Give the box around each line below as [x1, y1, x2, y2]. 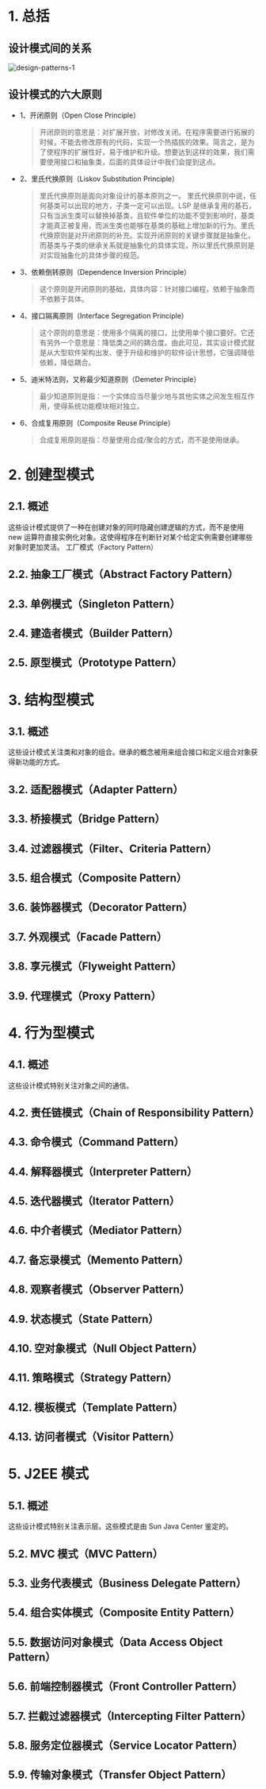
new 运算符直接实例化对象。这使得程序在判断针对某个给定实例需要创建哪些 [8, 532, 253, 542]
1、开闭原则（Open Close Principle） [19, 110, 141, 120]
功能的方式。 [21, 758, 64, 767]
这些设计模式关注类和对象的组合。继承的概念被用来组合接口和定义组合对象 [8, 747, 251, 757]
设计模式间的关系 [8, 41, 92, 55]
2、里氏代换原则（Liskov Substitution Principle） [19, 174, 180, 183]
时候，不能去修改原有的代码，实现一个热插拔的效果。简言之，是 [39, 137, 248, 147]
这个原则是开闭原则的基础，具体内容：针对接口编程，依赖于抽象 [39, 283, 248, 294]
